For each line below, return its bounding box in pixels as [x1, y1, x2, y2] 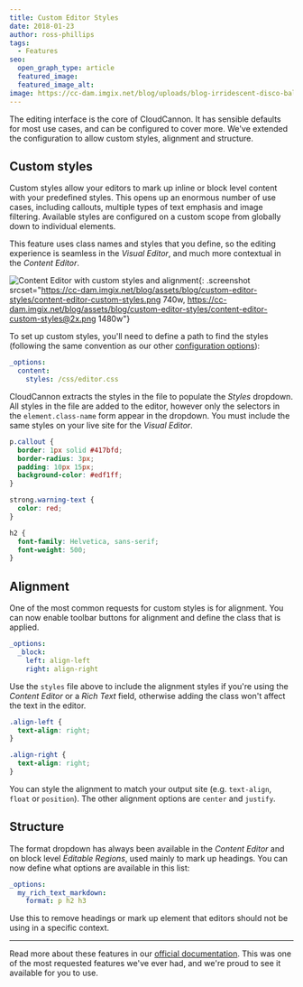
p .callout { [9, 437, 54, 447]
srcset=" [9, 285, 42, 296]
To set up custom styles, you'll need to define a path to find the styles [9, 331, 269, 342]
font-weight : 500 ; [17, 545, 87, 555]
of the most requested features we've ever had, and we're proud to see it [9, 958, 281, 969]
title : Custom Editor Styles [9, 13, 119, 23]
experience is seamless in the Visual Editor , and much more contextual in [9, 248, 281, 259]
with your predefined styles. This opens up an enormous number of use [9, 192, 277, 203]
